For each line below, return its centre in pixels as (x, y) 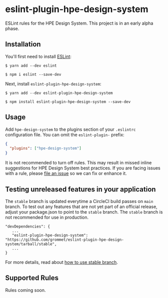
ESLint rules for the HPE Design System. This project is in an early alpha (79, 23)
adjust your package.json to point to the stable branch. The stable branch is (84, 212)
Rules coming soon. (25, 290)
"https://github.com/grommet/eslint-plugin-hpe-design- (64, 240)
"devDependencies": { (28, 227)
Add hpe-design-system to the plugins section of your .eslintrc (70, 129)
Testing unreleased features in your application (80, 189)
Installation (23, 44)
